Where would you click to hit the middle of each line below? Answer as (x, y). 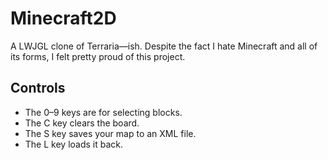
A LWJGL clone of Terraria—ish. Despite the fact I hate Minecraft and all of (164, 46)
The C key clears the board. (82, 123)
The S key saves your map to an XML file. (110, 133)
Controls (38, 88)
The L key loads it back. (74, 144)
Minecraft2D (63, 18)
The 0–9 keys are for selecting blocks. (103, 112)
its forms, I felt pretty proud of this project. (98, 56)
